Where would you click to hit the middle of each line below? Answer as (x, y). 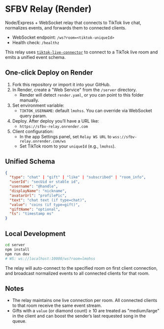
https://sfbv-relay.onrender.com (54, 127)
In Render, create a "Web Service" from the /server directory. (74, 90)
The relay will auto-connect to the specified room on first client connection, (82, 268)
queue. (19, 321)
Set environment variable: (38, 105)
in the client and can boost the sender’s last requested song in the (79, 316)
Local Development (35, 234)
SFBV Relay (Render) (48, 9)
